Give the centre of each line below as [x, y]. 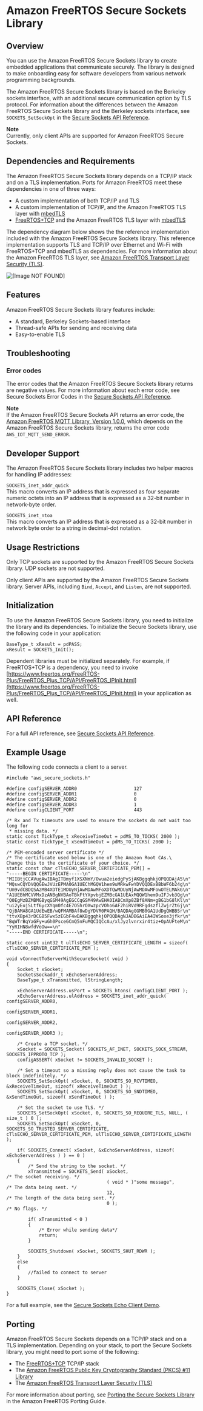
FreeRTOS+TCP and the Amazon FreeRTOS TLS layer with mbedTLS [100, 220]
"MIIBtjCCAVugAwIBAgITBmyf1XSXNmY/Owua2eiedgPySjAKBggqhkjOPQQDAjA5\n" [98, 879]
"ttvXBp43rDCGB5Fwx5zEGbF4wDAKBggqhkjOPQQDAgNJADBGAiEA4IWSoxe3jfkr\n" [98, 916]
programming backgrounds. [41, 80]
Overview [25, 46]
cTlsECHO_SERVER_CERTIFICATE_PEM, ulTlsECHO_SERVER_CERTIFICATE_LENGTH [98, 1135]
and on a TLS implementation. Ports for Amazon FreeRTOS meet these [94, 182]
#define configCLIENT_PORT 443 [74, 810]
